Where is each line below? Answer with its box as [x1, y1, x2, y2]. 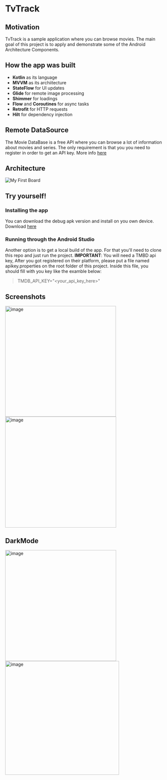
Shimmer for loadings [12, 95, 58, 101]
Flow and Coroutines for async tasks [12, 101, 89, 107]
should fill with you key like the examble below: [5, 268, 102, 274]
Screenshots [5, 292, 46, 301]
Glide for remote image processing [12, 90, 85, 96]
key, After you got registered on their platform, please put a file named [5, 258, 150, 264]
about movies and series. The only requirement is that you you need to [5, 144, 151, 150]
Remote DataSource [5, 126, 69, 135]
